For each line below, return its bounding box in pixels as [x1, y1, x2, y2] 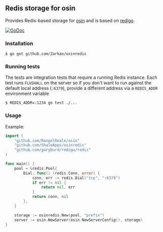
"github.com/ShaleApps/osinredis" [14, 143, 87, 148]
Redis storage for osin [5, 4, 75, 13]
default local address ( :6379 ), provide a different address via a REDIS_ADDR [5, 85, 158, 91]
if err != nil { [32, 180, 66, 185]
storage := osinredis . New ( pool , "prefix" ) [14, 212, 105, 218]
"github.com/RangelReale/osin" [14, 138, 80, 143]
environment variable [5, 90, 49, 97]
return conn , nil [32, 194, 69, 199]
